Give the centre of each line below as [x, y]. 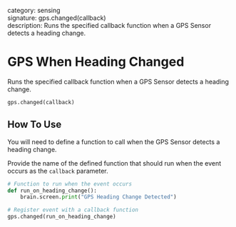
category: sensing [34, 10]
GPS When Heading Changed [96, 62]
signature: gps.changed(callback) [57, 18]
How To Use [35, 125]
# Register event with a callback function [73, 210]
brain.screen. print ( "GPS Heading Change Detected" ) [98, 197]
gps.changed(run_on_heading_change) [62, 217]
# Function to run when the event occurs [70, 184]
